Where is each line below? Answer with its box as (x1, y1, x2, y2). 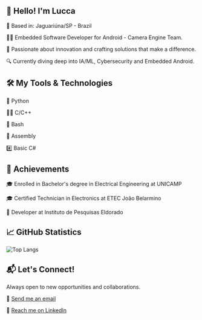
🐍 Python (6, 97, 29, 104)
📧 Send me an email (6, 295, 56, 302)
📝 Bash (6, 120, 24, 127)
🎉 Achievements (6, 164, 70, 174)
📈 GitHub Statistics (6, 227, 82, 237)
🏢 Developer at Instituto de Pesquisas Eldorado (6, 209, 123, 216)
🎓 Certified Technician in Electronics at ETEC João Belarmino (6, 194, 161, 202)
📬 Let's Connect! (6, 264, 75, 275)
